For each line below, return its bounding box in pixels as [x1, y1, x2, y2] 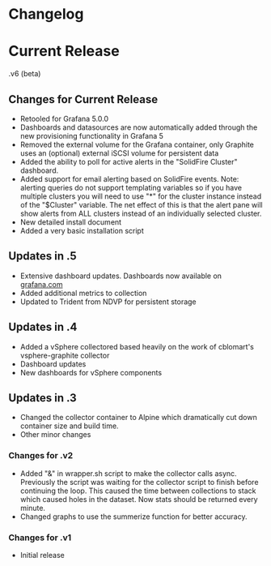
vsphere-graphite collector [19, 350, 110, 360]
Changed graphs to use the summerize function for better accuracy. [19, 512, 248, 521]
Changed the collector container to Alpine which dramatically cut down [19, 413, 257, 422]
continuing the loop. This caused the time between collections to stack [19, 486, 256, 495]
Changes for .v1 [8, 532, 72, 543]
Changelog [8, 5, 84, 24]
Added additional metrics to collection [19, 288, 147, 298]
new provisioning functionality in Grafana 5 [19, 131, 164, 140]
